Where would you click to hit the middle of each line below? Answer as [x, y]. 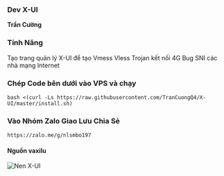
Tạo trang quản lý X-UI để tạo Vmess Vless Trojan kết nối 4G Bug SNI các [112, 58]
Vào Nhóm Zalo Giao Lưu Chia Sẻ [63, 121]
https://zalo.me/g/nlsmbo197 [49, 135]
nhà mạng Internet [34, 65]
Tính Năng [25, 43]
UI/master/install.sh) [40, 103]
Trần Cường [25, 25]
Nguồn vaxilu [27, 150]
